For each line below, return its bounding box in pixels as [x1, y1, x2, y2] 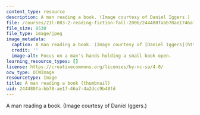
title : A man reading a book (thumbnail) [6, 81, 111, 87]
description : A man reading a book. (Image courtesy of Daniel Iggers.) [6, 14, 190, 20]
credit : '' [11, 47, 39, 53]
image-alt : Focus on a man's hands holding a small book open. [11, 53, 171, 59]
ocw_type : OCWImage [6, 69, 55, 75]
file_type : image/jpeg [6, 31, 62, 37]
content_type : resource [6, 8, 65, 15]
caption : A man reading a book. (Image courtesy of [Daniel [11, 42, 164, 48]
